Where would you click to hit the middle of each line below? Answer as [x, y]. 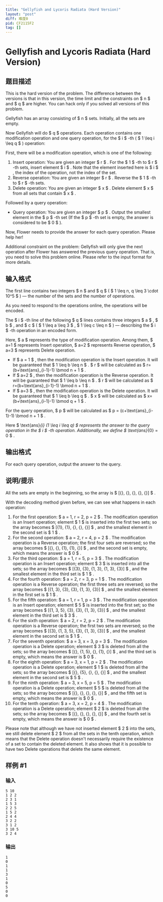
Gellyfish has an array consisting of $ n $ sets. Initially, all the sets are [75, 118]
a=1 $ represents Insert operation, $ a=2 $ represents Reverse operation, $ [81, 345]
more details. [19, 262]
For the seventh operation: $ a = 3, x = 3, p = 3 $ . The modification [80, 641]
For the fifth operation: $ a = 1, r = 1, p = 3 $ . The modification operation [85, 600]
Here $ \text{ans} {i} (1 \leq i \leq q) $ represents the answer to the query [78, 425]
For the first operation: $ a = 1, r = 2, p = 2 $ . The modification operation [85, 517]
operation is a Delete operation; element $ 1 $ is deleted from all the [80, 667]
